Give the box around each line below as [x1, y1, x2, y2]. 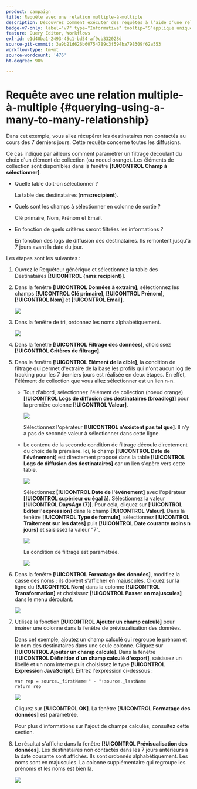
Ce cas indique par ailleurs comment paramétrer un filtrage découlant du [6, 150, 182, 157]
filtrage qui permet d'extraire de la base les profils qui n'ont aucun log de [14, 365, 191, 372]
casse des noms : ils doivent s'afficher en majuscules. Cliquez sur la [14, 577, 180, 585]
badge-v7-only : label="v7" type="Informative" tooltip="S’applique [6, 25, 175, 31]
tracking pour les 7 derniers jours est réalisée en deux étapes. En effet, [14, 371, 186, 378]
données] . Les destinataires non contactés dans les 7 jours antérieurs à [14, 747, 189, 754]
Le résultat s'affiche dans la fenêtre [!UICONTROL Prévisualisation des [14, 740, 188, 747]
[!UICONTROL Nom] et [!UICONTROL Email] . [14, 296, 124, 303]
